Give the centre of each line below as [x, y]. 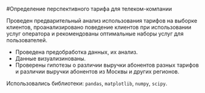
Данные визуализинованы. [50, 58]
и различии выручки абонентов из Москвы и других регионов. [97, 72]
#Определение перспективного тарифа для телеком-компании [89, 9]
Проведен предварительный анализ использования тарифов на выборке [102, 20]
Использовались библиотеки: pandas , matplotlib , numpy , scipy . [87, 83]
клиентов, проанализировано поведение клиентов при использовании [99, 27]
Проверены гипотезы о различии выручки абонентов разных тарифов [107, 65]
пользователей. [27, 40]
